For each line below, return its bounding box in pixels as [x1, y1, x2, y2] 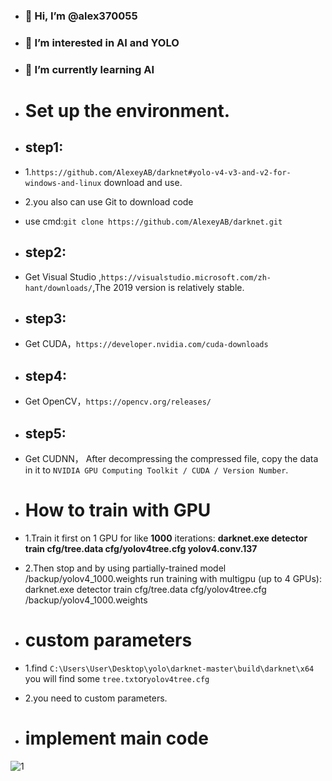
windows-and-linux [24, 178, 102, 188]
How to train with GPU [24, 499, 212, 522]
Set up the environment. [24, 99, 231, 122]
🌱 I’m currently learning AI [24, 62, 155, 76]
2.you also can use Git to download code [24, 195, 194, 208]
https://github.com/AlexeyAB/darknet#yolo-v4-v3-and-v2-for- [31, 167, 292, 178]
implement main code [24, 727, 209, 750]
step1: [24, 139, 64, 156]
